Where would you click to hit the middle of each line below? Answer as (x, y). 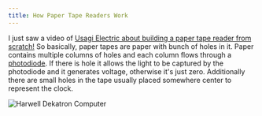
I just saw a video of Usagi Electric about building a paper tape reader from (130, 38)
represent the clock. (41, 88)
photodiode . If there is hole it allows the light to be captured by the (116, 63)
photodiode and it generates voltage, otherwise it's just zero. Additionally (127, 71)
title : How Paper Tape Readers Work (68, 15)
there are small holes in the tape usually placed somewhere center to (120, 80)
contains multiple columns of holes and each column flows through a (120, 54)
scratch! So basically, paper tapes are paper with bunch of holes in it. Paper (131, 46)
